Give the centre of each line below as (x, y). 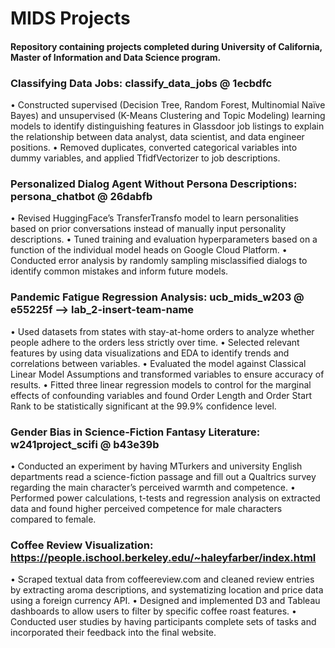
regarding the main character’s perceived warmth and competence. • (153, 487)
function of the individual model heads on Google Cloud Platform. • (149, 250)
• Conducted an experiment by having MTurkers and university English (156, 466)
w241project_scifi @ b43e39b (85, 444)
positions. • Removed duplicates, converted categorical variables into (154, 148)
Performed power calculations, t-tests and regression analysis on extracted (165, 498)
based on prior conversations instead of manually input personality (148, 229)
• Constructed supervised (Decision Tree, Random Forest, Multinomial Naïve (168, 105)
